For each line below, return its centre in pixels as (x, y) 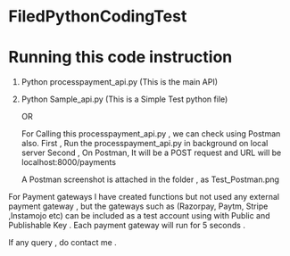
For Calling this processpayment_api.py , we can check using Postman (151, 134)
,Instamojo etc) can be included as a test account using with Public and (139, 216)
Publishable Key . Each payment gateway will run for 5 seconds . (127, 226)
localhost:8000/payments (69, 162)
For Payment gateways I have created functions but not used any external (144, 197)
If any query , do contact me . (62, 243)
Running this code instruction (120, 58)
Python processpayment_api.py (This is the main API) (120, 82)
